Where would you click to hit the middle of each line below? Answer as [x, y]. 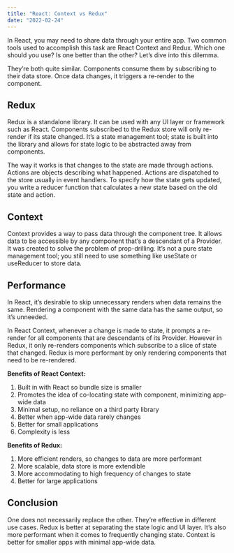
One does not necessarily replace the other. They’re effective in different [112, 519]
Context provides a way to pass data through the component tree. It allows [115, 234]
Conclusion [33, 503]
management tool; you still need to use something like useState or [102, 256]
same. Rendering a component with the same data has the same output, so [115, 309]
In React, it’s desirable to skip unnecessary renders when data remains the [115, 302]
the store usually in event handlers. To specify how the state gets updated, [115, 180]
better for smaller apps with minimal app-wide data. [81, 542]
